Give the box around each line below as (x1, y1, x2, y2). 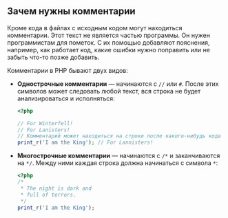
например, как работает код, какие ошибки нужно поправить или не (7, 45, 210, 54)
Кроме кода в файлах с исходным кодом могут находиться (7, 23, 183, 32)
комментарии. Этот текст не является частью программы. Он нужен (7, 31, 211, 39)
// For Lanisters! (17, 127, 70, 133)
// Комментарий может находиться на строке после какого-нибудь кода (17, 133, 222, 140)
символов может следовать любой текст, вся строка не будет (17, 87, 201, 95)
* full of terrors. (20, 191, 76, 198)
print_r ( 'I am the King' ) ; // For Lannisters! (17, 139, 154, 146)
